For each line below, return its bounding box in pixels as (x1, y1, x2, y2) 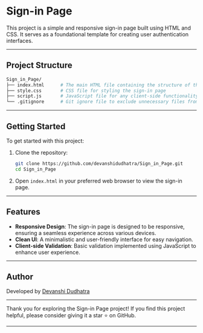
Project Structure (6, 60, 72, 71)
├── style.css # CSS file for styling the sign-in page (6, 88, 166, 94)
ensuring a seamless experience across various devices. (14, 229, 156, 236)
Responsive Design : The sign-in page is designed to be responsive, (14, 222, 185, 230)
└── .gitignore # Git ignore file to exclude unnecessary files (6, 99, 185, 105)
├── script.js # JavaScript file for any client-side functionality (6, 93, 199, 99)
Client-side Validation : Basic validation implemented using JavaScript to (14, 242, 196, 249)
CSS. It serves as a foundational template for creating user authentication (6, 30, 189, 37)
